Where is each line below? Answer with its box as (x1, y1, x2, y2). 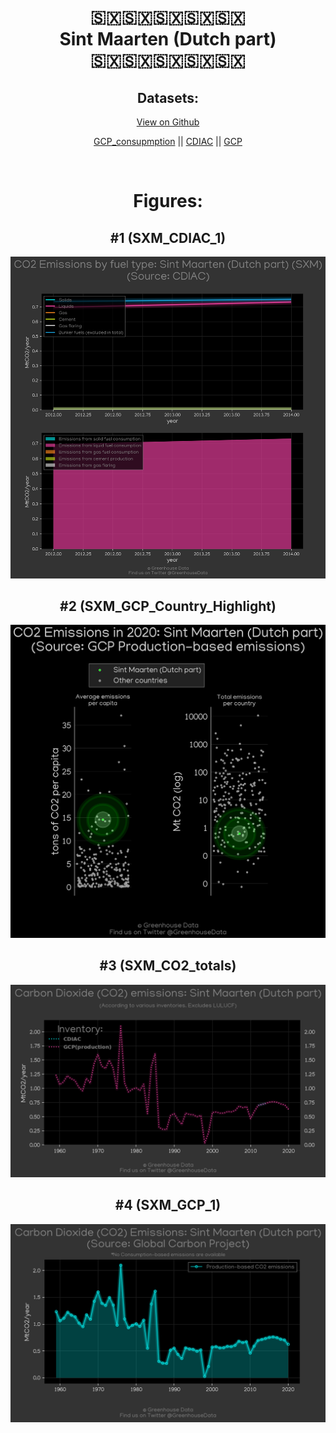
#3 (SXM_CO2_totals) (99, 957, 237, 975)
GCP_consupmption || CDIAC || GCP (93, 136, 243, 147)
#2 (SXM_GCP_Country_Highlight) (59, 597, 277, 615)
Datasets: (137, 89, 199, 106)
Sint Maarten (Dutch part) (59, 28, 277, 51)
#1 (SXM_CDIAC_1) (109, 229, 227, 246)
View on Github (136, 116, 200, 128)
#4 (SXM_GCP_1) (114, 1197, 222, 1214)
